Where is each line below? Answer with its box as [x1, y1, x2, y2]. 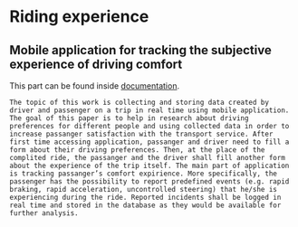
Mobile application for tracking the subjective [9, 43, 272, 58]
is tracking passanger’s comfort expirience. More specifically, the [9, 169, 278, 178]
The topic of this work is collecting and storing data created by [9, 98, 270, 107]
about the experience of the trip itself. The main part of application [9, 161, 290, 170]
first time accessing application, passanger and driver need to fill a [9, 137, 290, 147]
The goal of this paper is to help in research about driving [9, 114, 249, 123]
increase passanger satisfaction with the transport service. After [9, 129, 274, 138]
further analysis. [9, 209, 79, 218]
